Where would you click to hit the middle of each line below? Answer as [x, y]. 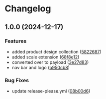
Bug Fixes [17, 80]
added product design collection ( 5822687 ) [56, 51]
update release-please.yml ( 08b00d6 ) [51, 91]
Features [16, 41]
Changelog [28, 9]
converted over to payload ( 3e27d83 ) [50, 62]
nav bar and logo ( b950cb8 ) [41, 67]
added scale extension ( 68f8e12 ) [46, 57]
